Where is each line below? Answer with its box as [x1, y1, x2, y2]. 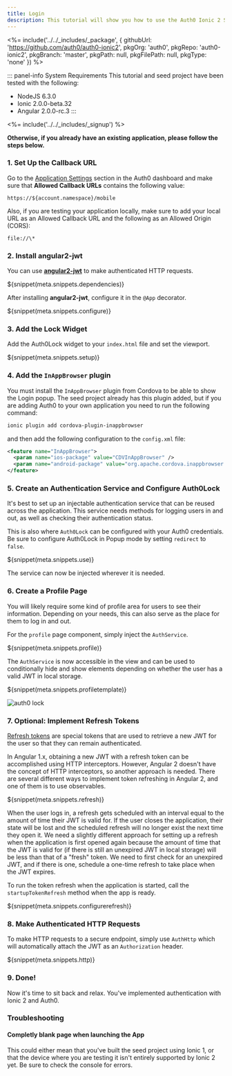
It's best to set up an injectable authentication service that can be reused [7, 500, 215, 508]
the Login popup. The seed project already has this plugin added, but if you [7, 394, 222, 402]
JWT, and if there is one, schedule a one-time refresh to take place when [7, 860, 215, 868]
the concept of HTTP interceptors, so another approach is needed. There [7, 767, 215, 775]
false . [7, 542, 25, 551]
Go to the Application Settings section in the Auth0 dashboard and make [7, 174, 213, 182]
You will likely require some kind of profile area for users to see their [7, 602, 202, 610]
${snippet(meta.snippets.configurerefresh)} [7, 901, 132, 910]
